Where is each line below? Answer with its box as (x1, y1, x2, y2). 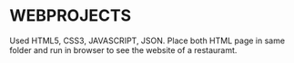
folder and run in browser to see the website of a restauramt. (9, 44, 238, 55)
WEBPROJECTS (9, 5, 132, 26)
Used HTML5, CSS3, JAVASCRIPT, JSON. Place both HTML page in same (9, 35, 285, 46)
